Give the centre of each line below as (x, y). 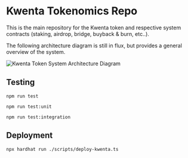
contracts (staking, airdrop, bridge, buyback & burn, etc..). (78, 34)
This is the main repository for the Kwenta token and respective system (94, 28)
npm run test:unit (29, 107)
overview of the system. (36, 51)
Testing (21, 82)
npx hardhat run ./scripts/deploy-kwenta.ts (62, 149)
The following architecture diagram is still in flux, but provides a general (94, 45)
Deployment (30, 136)
